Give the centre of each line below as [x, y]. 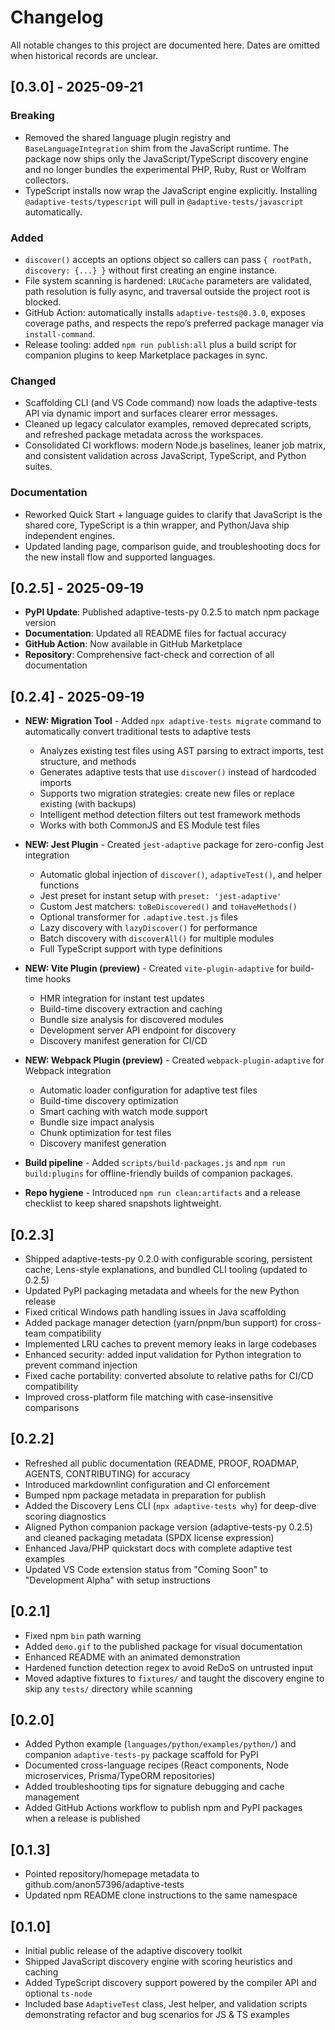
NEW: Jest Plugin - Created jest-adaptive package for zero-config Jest [174, 845]
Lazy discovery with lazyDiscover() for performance [148, 928]
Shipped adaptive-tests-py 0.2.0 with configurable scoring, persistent [168, 1258]
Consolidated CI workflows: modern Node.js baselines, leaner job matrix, [175, 445]
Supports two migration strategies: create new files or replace [167, 793]
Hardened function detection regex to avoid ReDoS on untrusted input [168, 1667]
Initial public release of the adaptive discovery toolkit [133, 1951]
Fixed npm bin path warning [83, 1635]
